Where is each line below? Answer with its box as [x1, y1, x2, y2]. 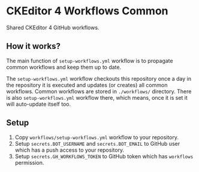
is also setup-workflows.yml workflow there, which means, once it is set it [6, 94, 188, 101]
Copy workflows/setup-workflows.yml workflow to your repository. [14, 133, 179, 141]
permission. [14, 159, 44, 166]
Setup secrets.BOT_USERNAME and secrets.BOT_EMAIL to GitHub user [14, 140, 180, 147]
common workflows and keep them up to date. [6, 63, 122, 70]
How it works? [6, 41, 61, 51]
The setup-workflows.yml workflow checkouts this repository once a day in [6, 75, 192, 82]
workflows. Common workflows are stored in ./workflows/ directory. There [6, 88, 192, 95]
